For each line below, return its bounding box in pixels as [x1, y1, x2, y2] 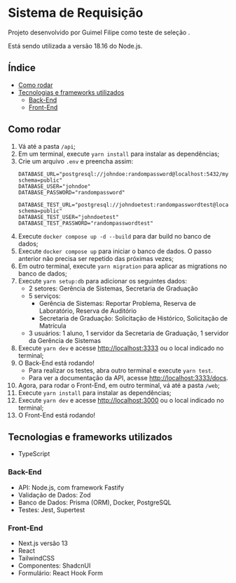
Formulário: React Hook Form [18, 568, 104, 577]
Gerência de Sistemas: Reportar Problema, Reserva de [39, 299, 197, 307]
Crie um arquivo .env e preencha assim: [18, 156, 134, 166]
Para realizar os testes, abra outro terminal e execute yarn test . [28, 366, 214, 375]
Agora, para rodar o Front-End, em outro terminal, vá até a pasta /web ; [18, 381, 220, 389]
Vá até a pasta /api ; [18, 142, 76, 150]
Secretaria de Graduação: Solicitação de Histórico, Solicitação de [39, 314, 228, 322]
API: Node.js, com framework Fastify [18, 483, 125, 492]
